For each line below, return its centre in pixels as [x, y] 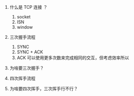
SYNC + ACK [30, 52]
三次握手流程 [22, 37]
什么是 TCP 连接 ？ [28, 7]
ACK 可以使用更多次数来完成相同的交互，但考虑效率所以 [73, 58]
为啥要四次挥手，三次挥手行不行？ [44, 88]
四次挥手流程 [22, 78]
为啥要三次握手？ [27, 68]
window [25, 27]
